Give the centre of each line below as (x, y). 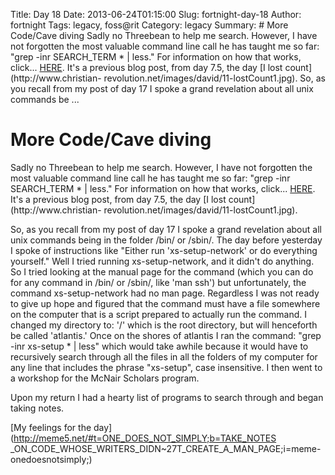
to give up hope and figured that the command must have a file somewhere (165, 303)
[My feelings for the (51, 427)
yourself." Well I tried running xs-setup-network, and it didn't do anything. (162, 261)
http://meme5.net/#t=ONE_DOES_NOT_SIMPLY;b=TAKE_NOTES (145, 438)
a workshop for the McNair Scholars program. (105, 378)
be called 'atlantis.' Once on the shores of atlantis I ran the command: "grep (166, 335)
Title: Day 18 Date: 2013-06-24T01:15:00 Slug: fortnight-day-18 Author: (156, 14)
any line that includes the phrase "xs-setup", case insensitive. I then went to (166, 367)
